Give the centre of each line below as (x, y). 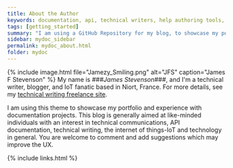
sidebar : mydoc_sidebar (42, 40)
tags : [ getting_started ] (43, 26)
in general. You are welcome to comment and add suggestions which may (113, 137)
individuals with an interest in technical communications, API (94, 122)
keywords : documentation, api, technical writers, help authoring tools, (116, 20)
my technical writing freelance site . (57, 94)
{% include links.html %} (42, 158)
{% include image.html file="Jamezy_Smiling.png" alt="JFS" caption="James (116, 72)
